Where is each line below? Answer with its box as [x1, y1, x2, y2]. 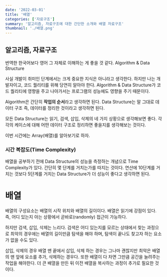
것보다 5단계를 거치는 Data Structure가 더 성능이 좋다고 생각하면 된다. [14, 171, 151, 177]
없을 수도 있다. [10, 237, 39, 243]
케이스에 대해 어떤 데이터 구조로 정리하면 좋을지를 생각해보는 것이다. [14, 122, 146, 128]
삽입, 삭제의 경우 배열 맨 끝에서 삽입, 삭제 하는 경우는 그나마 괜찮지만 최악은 [5, 248, 151, 254]
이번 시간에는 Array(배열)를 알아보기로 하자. [5, 132, 91, 138]
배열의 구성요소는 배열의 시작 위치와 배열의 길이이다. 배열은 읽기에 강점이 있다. [5, 208, 157, 214]
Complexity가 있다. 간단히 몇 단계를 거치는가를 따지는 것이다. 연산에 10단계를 [5, 165, 156, 171]
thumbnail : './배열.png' [5, 26, 55, 31]
